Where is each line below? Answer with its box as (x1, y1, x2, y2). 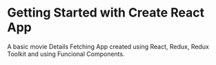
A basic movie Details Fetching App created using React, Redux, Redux (7, 42, 209, 50)
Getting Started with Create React (7, 5, 205, 21)
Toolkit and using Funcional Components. (7, 50, 126, 58)
